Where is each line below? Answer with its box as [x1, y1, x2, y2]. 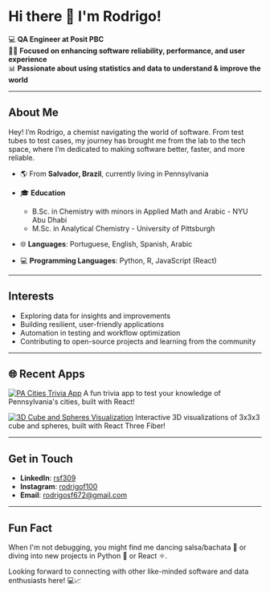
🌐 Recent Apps [8, 367, 86, 381]
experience [8, 54, 47, 63]
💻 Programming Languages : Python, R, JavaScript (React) [19, 255, 217, 265]
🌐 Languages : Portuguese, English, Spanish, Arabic [19, 239, 193, 248]
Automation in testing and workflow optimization [19, 328, 181, 337]
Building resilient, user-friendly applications [19, 319, 165, 329]
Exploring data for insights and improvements [19, 311, 171, 320]
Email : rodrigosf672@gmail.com [19, 490, 127, 500]
